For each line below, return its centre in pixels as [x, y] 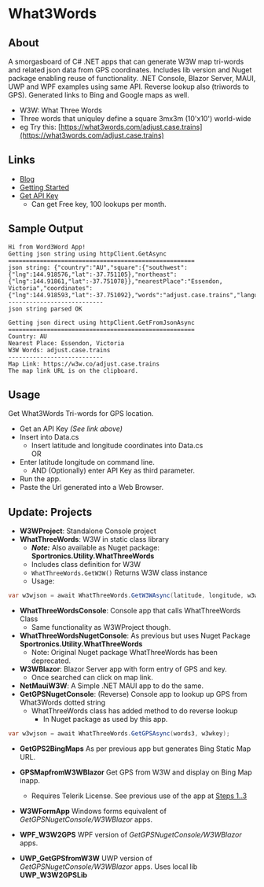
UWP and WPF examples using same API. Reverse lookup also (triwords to [129, 86]
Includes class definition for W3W [86, 565]
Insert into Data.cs [49, 437]
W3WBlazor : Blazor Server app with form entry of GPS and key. [123, 669]
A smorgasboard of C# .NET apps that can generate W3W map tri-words [126, 61]
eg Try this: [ [40, 127]
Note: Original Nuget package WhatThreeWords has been [125, 653]
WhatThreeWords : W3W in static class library [94, 539]
